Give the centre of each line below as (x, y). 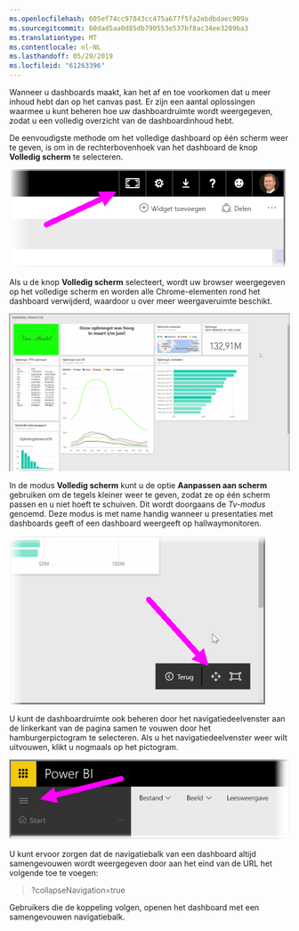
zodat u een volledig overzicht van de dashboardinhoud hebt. (122, 121)
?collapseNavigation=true (78, 890)
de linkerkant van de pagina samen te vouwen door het (110, 728)
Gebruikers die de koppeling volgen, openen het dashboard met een (134, 907)
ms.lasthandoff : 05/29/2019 (61, 57)
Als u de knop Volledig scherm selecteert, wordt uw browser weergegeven (147, 282)
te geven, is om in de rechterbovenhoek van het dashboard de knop (133, 147)
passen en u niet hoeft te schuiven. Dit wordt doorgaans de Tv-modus (137, 504)
